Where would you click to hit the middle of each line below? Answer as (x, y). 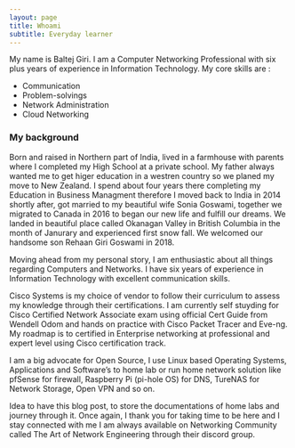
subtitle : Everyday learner (61, 34)
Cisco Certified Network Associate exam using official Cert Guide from (139, 314)
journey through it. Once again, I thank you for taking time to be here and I (144, 415)
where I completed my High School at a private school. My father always (142, 167)
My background (44, 137)
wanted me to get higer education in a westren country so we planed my (142, 175)
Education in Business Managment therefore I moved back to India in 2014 (145, 195)
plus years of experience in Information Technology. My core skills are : (140, 69)
